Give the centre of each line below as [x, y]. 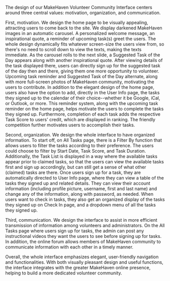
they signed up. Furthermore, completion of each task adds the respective [83, 114]
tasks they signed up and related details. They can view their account [78, 183]
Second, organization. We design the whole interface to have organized [80, 135]
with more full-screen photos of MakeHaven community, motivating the [80, 82]
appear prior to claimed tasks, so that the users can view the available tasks [84, 162]
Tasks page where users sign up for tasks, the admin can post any [75, 231]
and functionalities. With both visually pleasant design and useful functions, [84, 262]
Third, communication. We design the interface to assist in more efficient [81, 220]
